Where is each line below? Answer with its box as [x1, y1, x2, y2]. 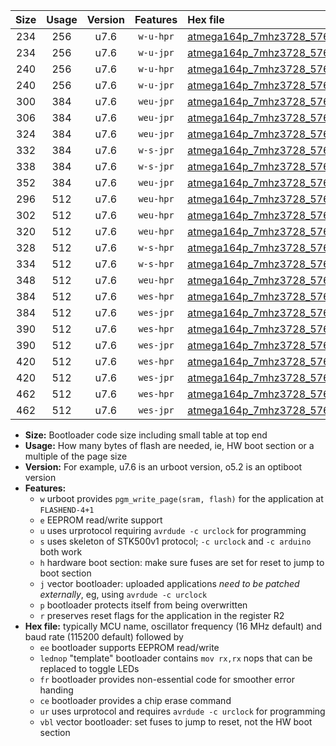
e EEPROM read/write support [39, 514, 163, 526]
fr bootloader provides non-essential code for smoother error [39, 674, 295, 685]
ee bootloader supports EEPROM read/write [39, 642, 220, 653]
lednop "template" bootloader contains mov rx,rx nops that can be [39, 652, 313, 664]
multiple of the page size [24, 450, 128, 462]
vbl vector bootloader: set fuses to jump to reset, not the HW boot [39, 716, 313, 728]
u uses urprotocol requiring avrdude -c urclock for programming [39, 525, 307, 536]
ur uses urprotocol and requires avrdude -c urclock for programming [39, 705, 326, 717]
